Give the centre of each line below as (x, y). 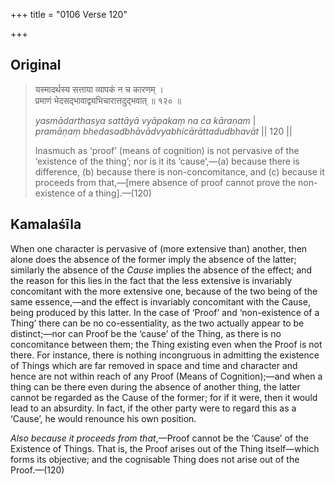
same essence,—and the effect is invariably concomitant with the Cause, (160, 301)
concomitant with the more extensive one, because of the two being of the (164, 291)
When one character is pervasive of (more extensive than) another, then (159, 248)
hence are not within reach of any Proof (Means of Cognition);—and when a (166, 376)
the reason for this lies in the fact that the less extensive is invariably (151, 280)
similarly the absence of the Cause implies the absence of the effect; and (161, 270)
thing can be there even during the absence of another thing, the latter (155, 386)
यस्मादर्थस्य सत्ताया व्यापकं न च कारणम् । (99, 89)
